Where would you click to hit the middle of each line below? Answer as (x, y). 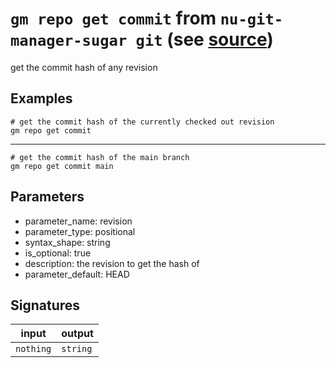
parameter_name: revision (78, 221)
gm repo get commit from (113, 18)
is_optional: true (58, 253)
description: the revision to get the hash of (112, 263)
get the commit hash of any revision (84, 67)
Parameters (47, 197)
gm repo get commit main (62, 166)
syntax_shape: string (67, 242)
